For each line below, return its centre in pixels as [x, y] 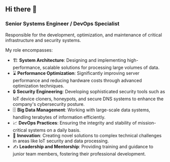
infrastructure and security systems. [43, 40]
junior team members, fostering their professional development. [79, 154]
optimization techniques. [38, 86]
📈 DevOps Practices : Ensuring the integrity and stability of [75, 123]
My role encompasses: [29, 50]
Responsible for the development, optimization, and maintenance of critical [84, 35]
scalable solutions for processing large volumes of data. [101, 67]
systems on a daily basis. [54, 130]
